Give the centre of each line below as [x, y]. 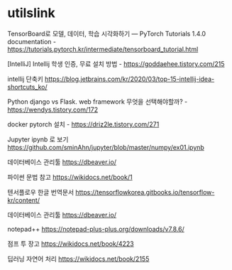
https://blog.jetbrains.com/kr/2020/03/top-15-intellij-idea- [130, 79]
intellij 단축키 [26, 79]
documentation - [32, 41]
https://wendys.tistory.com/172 [53, 109]
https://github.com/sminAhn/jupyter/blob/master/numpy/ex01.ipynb [106, 147]
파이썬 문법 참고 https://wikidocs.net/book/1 [70, 177]
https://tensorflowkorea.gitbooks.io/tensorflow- [145, 192]
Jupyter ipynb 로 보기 [38, 139]
